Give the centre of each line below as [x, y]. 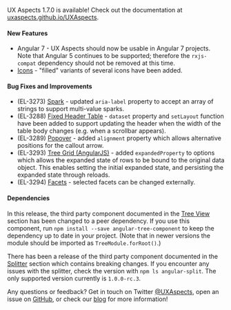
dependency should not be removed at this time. [107, 63]
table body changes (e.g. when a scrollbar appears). [92, 131]
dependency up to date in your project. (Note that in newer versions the [109, 235]
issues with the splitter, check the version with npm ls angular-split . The [112, 271]
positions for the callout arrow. [60, 146]
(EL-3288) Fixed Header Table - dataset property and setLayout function [120, 116]
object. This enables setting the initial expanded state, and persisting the [120, 168]
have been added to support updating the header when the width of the [119, 124]
